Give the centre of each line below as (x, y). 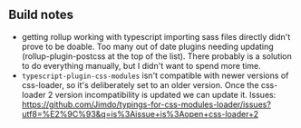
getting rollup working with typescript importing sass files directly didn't (156, 36)
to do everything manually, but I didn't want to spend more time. (141, 65)
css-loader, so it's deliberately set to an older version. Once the (140, 84)
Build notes (41, 15)
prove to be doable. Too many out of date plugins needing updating (147, 46)
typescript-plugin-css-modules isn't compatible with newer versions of (155, 75)
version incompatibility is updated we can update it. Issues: (165, 94)
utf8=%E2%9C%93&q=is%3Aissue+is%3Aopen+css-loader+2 (140, 113)
